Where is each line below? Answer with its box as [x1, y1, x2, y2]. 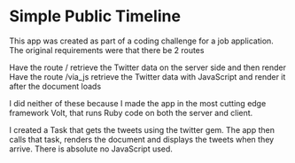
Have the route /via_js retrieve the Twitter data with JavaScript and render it [9, 71, 286, 81]
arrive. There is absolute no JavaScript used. [9, 144, 173, 154]
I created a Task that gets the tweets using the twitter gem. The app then [9, 124, 275, 135]
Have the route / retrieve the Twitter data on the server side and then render [9, 62, 286, 73]
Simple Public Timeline [9, 6, 182, 27]
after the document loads [9, 81, 102, 91]
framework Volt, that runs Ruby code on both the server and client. [9, 107, 253, 118]
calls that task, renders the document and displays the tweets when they [9, 134, 275, 144]
